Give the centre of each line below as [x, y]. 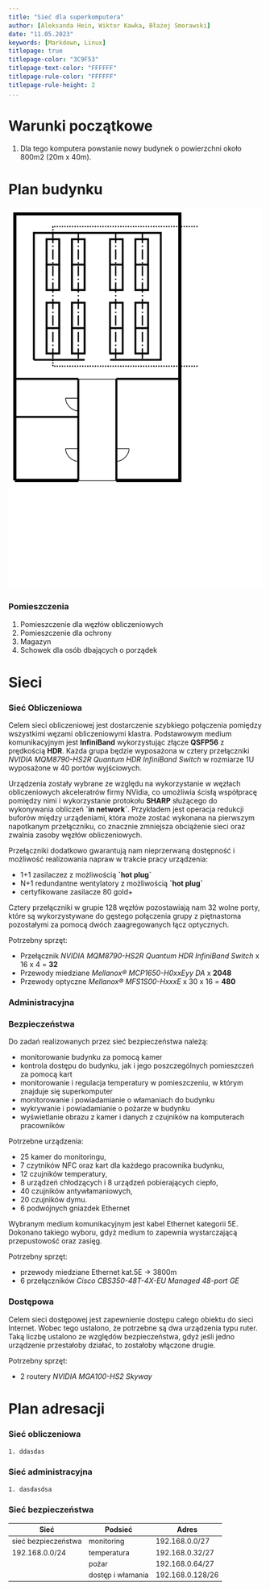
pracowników [42, 1126]
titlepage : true [35, 51]
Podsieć [118, 1530]
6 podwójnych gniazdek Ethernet [75, 1208]
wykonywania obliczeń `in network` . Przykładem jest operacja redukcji [126, 809]
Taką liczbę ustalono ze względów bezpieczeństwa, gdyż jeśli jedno [122, 1336]
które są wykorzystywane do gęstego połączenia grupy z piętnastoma [125, 916]
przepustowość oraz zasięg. [55, 1241]
